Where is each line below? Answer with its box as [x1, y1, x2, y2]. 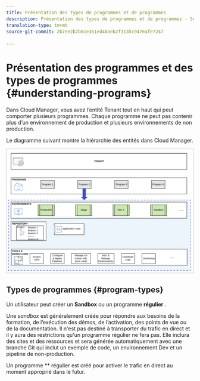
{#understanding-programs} [6, 86, 152, 100]
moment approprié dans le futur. [6, 368, 86, 375]
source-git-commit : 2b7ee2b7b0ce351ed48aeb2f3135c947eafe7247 [6, 29, 164, 35]
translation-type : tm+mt [6, 22, 68, 28]
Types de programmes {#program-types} [6, 285, 164, 295]
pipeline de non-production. [6, 350, 75, 357]
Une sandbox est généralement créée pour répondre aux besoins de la [6, 312, 180, 319]
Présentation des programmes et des [6, 61, 193, 75]
